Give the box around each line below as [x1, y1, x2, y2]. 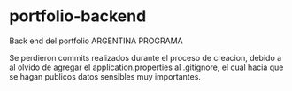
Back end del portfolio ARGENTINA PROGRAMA [9, 35, 183, 46]
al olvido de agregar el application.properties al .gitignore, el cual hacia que [9, 62, 284, 72]
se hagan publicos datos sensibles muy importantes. [9, 71, 202, 81]
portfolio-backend [9, 6, 147, 27]
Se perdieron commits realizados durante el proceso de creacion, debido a [9, 52, 282, 63]
